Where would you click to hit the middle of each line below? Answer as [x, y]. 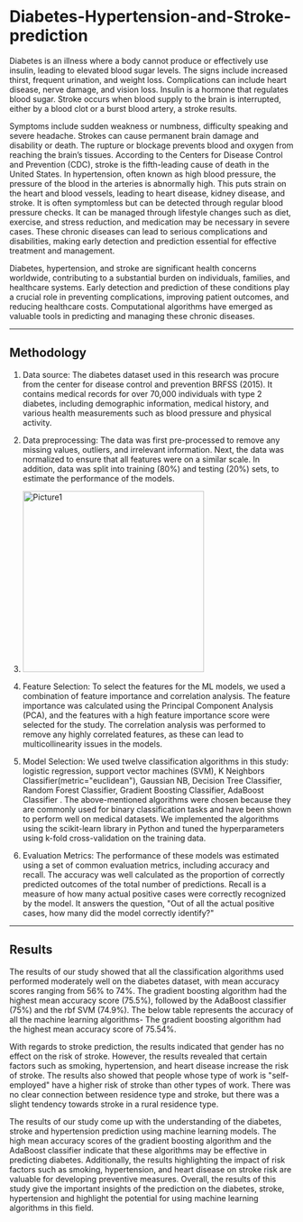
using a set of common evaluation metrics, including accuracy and [146, 865]
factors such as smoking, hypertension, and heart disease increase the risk [149, 1065]
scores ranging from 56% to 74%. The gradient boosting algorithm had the [148, 990]
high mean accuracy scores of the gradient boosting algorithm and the [141, 1140]
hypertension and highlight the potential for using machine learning [134, 1198]
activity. [37, 422]
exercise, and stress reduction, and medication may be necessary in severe [150, 222]
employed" [30, 1085]
